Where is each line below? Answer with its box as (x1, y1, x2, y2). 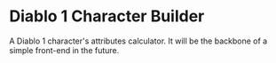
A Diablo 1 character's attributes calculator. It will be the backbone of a (9, 35, 268, 46)
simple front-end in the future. (9, 44, 120, 55)
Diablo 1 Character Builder (9, 6, 205, 27)
